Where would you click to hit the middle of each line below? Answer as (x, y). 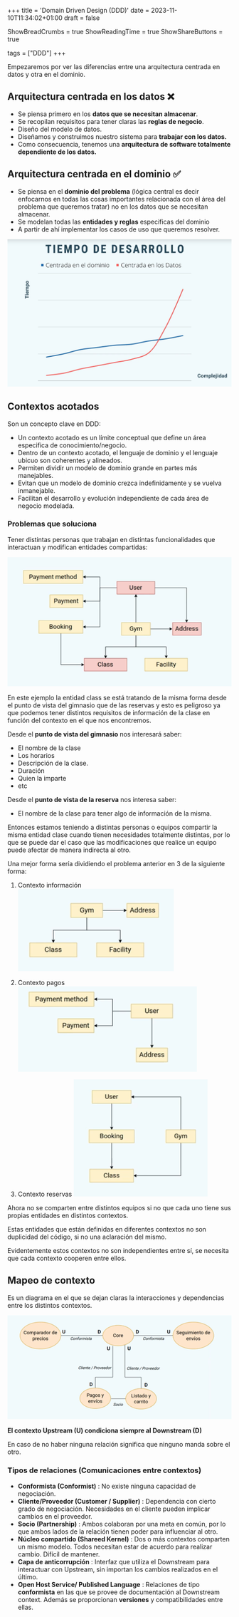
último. (28, 1576)
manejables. (36, 475)
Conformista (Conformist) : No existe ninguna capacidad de (107, 1486)
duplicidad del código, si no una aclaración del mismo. (87, 1237)
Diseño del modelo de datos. (59, 129)
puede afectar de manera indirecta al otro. (69, 850)
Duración (31, 770)
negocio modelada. (46, 506)
